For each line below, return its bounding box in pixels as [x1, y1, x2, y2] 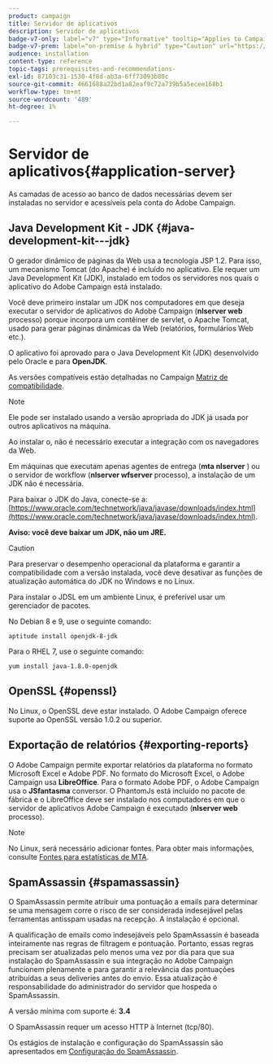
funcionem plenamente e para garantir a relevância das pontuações [8, 965, 236, 974]
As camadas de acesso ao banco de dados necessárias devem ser [8, 189, 232, 199]
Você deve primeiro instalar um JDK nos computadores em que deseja [8, 297, 245, 307]
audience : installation [8, 50, 89, 58]
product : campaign [8, 11, 71, 20]
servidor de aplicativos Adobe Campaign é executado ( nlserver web [8, 803, 238, 812]
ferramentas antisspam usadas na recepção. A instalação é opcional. [8, 914, 240, 924]
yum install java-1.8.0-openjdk [8, 662, 118, 670]
